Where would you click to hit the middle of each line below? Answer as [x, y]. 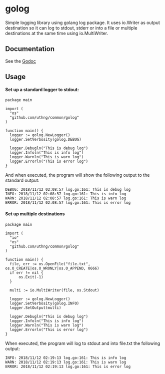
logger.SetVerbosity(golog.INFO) [44, 303]
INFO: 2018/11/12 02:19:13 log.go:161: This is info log [66, 358]
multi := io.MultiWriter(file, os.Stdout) [54, 290]
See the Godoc [21, 61]
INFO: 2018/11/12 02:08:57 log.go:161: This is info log [66, 194]
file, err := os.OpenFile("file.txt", [50, 264]
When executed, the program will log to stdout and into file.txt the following [83, 343]
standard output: [22, 180]
